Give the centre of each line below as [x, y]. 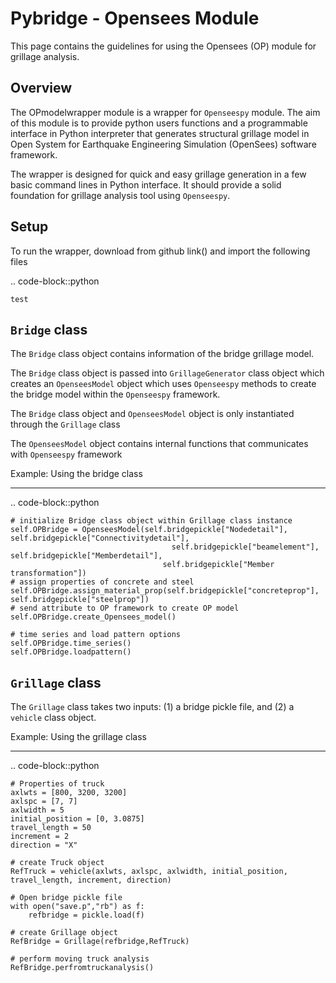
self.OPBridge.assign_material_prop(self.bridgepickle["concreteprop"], [165, 591]
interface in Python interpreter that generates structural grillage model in [160, 133]
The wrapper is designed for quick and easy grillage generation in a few [158, 174]
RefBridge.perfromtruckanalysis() [82, 968]
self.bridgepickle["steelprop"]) [80, 600]
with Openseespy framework [66, 454]
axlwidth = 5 [37, 810]
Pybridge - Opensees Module [135, 18]
